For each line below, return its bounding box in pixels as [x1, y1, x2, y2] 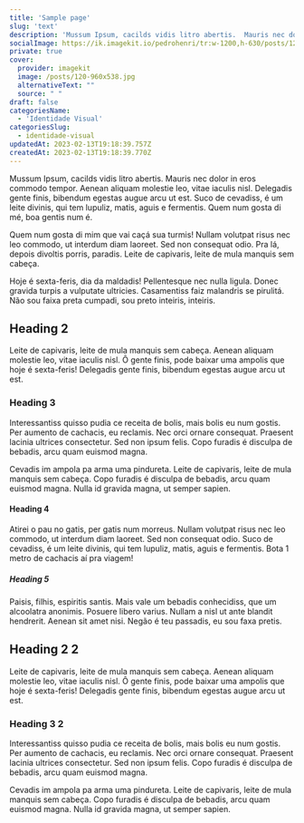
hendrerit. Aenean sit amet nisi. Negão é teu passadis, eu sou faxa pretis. [9, 615, 282, 626]
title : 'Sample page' [9, 13, 91, 23]
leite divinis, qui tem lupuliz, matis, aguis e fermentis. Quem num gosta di [9, 201, 282, 213]
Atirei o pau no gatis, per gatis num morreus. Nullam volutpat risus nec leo [9, 523, 286, 535]
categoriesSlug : [9, 123, 71, 132]
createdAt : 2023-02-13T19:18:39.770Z [9, 148, 152, 157]
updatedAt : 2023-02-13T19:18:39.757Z [9, 140, 152, 149]
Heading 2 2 [9, 642, 80, 657]
